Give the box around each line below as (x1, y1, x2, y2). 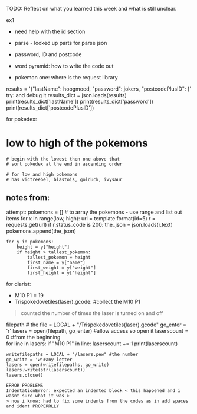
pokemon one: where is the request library (14, 74, 118, 81)
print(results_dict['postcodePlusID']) (6, 104, 94, 111)
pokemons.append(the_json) (6, 227, 77, 235)
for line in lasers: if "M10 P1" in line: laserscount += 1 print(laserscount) (6, 340, 178, 347)
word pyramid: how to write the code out (14, 62, 114, 69)
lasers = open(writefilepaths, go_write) (6, 361, 110, 368)
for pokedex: (6, 115, 37, 123)
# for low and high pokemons (6, 171, 78, 177)
